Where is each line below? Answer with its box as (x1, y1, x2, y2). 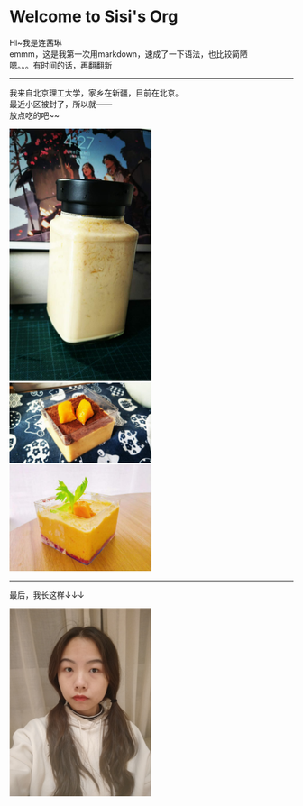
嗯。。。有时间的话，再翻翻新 (9, 60, 113, 70)
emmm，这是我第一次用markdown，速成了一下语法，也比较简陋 (9, 48, 248, 60)
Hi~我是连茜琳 (9, 37, 63, 48)
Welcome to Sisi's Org (9, 6, 179, 27)
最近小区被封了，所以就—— (9, 98, 113, 109)
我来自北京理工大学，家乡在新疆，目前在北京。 (9, 87, 183, 98)
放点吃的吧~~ (9, 110, 60, 121)
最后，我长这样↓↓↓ (9, 589, 86, 600)
